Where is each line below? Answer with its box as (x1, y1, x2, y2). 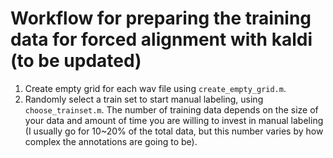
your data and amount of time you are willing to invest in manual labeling (24, 114, 324, 126)
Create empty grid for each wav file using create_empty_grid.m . (24, 82, 287, 94)
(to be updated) (10, 50, 142, 72)
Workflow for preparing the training (10, 7, 312, 30)
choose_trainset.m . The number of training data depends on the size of (24, 103, 319, 116)
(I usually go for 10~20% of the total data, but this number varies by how (24, 125, 324, 137)
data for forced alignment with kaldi (10, 28, 313, 51)
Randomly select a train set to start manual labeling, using (24, 93, 264, 105)
